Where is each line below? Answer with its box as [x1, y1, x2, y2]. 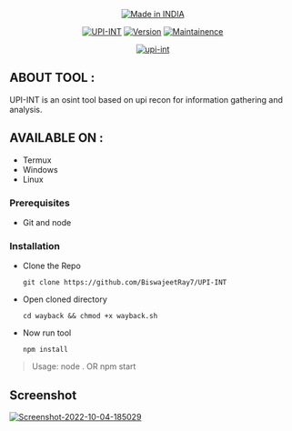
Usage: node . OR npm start [31, 361, 136, 372]
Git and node [22, 216, 72, 227]
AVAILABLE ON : [9, 130, 104, 145]
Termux [22, 155, 52, 165]
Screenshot [9, 387, 77, 403]
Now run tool [22, 327, 72, 338]
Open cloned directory [22, 294, 107, 305]
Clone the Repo [22, 260, 82, 272]
